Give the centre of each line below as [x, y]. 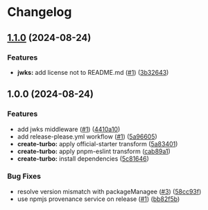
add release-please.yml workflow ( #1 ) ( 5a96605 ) [87, 137]
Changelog [40, 12]
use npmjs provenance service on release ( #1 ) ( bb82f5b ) [98, 199]
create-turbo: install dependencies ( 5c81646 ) [83, 158]
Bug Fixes [24, 176]
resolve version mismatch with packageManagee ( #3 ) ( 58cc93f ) [109, 191]
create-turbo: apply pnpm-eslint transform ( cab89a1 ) [94, 151]
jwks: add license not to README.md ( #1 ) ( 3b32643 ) [93, 72]
